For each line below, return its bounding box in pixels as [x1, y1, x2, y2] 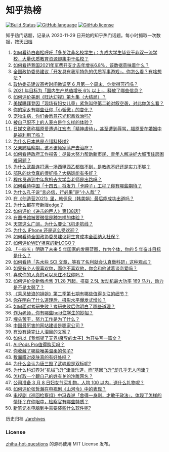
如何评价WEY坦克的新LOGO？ [13, 240, 76, 246]
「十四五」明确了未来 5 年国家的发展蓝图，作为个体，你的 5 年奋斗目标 [13, 246, 161, 252]
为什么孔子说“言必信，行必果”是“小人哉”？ [13, 189, 101, 195]
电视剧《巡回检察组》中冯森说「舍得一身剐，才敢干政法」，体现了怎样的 [13, 392, 162, 398]
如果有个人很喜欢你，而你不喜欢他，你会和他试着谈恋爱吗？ [13, 265, 138, 271]
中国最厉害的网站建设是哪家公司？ [13, 322, 85, 328]
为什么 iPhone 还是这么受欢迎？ [13, 227, 79, 233]
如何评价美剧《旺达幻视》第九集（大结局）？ [13, 93, 107, 100]
